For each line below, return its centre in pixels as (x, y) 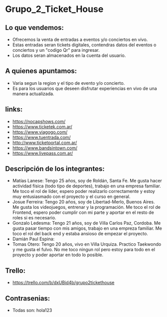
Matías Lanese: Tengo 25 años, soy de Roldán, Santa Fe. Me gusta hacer (87, 181)
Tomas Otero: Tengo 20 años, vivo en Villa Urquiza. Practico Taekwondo (87, 244)
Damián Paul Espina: (33, 239)
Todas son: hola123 (32, 311)
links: (14, 109)
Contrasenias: (28, 298)
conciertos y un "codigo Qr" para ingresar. (56, 50)
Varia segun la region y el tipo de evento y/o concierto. (69, 83)
